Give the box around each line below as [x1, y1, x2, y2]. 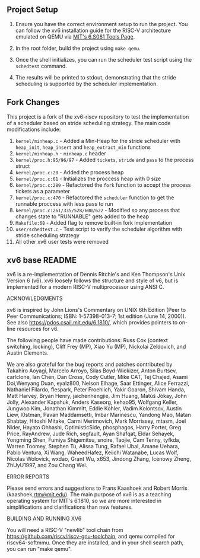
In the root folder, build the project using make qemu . [15, 44, 141, 52]
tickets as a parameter [15, 187, 71, 194]
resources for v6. [17, 326, 59, 333]
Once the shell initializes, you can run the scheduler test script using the [15, 56, 192, 63]
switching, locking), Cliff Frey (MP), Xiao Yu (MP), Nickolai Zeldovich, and [7, 343, 186, 350]
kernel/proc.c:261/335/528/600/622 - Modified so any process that [15, 206, 180, 213]
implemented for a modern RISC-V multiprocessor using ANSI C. [7, 283, 164, 291]
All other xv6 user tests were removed [15, 238, 109, 245]
